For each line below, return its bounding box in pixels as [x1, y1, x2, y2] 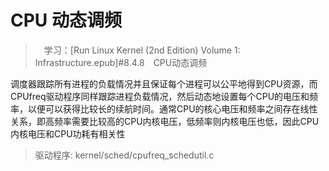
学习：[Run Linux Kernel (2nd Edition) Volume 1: [43, 44, 241, 56]
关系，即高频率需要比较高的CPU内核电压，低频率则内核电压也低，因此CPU [10, 115, 320, 127]
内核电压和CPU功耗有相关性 [10, 127, 126, 140]
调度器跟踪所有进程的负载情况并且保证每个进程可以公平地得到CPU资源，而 [10, 77, 318, 90]
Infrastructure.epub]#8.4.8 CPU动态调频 [34, 56, 208, 68]
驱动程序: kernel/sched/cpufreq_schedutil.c [34, 149, 215, 161]
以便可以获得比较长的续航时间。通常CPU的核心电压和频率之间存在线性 [27, 102, 318, 115]
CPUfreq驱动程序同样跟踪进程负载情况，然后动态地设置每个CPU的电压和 [10, 90, 310, 102]
